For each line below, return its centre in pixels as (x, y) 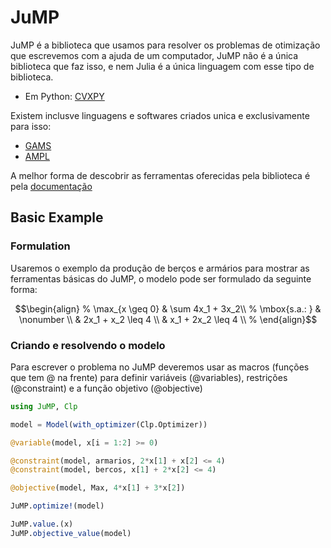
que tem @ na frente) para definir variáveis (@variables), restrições (149, 377)
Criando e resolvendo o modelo (88, 345)
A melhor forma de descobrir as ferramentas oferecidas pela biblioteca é (160, 175)
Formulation (40, 246)
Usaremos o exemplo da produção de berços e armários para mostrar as (160, 268)
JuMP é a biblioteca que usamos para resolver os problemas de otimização (165, 45)
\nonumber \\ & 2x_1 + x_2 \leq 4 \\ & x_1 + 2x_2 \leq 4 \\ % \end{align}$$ (168, 319)
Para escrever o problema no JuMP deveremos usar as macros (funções (160, 367)
